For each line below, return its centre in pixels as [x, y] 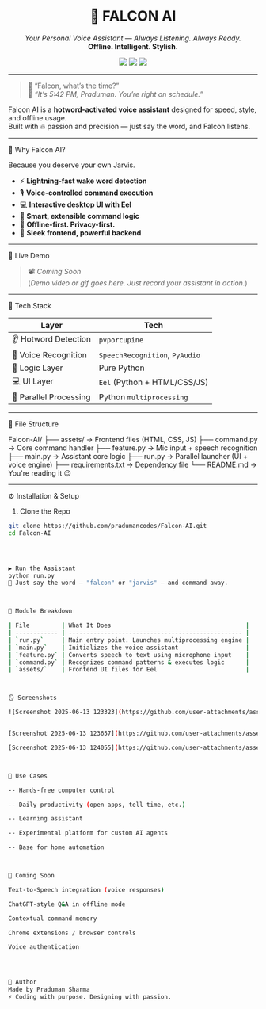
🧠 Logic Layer [38, 368]
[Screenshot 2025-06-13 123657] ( [63, 734]
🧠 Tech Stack [30, 305]
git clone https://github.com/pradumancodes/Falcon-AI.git [108, 526]
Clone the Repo [45, 511]
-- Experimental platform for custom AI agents [88, 833]
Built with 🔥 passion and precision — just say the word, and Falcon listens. [129, 126]
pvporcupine [121, 340]
